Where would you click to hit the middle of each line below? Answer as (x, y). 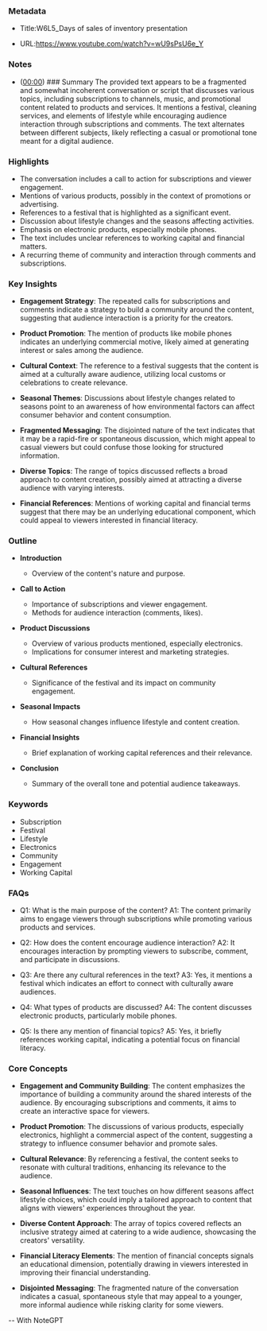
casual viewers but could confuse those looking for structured (122, 448)
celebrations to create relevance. (74, 382)
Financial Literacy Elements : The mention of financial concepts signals (137, 1256)
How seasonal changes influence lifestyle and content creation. (135, 722)
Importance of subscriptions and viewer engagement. (120, 604)
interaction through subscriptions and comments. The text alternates (132, 124)
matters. (33, 246)
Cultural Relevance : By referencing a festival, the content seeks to (129, 1159)
